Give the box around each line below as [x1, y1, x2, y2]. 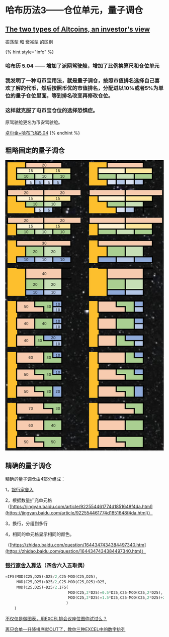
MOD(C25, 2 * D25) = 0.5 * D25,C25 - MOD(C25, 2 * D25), [68, 590, 163, 595]
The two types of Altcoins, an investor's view [5, 25, 150, 33]
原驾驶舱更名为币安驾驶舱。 [5, 119, 63, 126]
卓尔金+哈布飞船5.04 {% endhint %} [5, 130, 80, 136]
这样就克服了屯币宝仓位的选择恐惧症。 [5, 107, 98, 114]
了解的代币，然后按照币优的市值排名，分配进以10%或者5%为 [10, 84, 158, 91]
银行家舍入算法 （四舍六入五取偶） [5, 562, 88, 569]
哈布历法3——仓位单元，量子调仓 [5, 5, 143, 16]
